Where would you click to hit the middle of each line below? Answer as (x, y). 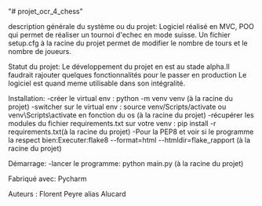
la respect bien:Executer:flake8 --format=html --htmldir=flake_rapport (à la (129, 140)
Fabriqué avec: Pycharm (47, 179)
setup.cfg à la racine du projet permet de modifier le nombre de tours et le (128, 43)
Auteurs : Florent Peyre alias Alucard (67, 194)
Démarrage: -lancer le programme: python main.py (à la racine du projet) (126, 163)
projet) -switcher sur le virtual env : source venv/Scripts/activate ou (117, 107)
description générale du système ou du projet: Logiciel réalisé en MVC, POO (131, 26)
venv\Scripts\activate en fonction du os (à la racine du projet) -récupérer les (131, 115)
